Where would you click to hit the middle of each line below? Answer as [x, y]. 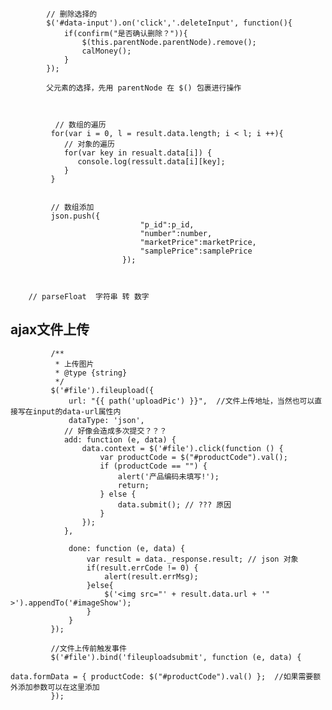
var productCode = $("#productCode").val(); [193, 457]
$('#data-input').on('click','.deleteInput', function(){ [169, 23]
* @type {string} [91, 373]
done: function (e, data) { [127, 548]
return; [133, 485]
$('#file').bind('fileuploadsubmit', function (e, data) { [176, 657]
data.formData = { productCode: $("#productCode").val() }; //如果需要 [162, 676]
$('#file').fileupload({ [102, 390]
